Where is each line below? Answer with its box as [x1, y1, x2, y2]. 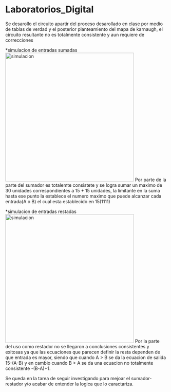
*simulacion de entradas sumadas [5, 47, 78, 53]
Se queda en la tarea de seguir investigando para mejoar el [5, 375, 130, 381]
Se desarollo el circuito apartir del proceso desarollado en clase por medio [5, 21, 163, 27]
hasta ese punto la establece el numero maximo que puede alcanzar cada [5, 193, 162, 199]
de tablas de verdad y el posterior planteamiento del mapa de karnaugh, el [5, 26, 163, 32]
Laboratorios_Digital [5, 4, 94, 15]
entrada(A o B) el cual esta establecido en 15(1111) [5, 198, 110, 204]
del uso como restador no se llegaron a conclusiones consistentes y [5, 343, 150, 349]
